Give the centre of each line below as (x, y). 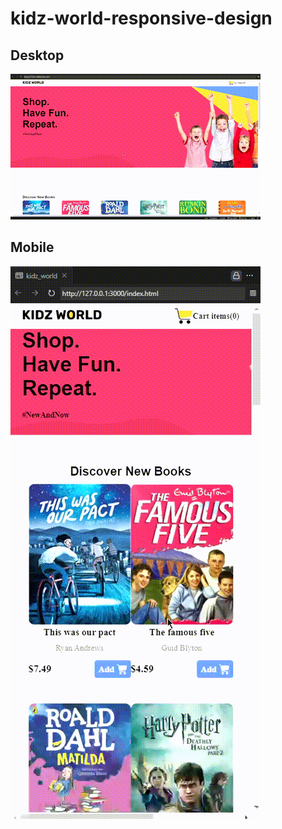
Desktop (37, 55)
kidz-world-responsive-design (141, 18)
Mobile (32, 247)
